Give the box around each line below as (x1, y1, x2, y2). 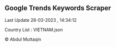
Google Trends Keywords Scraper (4, 4, 111, 12)
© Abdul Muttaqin (4, 36, 42, 42)
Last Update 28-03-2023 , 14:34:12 (4, 17, 77, 23)
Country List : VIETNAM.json (4, 27, 63, 33)
